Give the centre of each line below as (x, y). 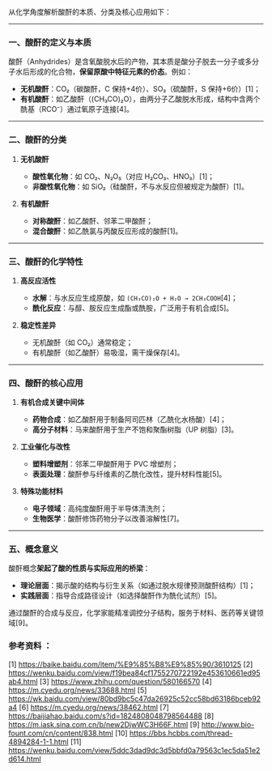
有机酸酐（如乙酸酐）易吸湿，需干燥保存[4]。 (108, 352)
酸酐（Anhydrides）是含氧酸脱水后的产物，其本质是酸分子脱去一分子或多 (130, 62)
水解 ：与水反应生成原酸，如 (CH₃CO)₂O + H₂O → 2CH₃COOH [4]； (135, 297)
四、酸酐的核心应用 (46, 383)
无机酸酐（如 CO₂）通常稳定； (83, 342)
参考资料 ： (30, 646)
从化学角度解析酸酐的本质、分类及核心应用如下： (90, 12)
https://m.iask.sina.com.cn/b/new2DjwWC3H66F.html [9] (104, 724)
